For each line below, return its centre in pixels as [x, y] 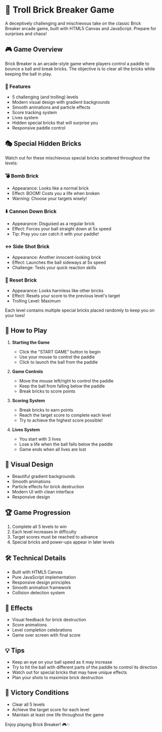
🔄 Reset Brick [21, 280]
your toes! [15, 316]
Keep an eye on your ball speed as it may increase [62, 662]
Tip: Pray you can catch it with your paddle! [55, 234]
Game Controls [28, 371]
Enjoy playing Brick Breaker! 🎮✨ [38, 724]
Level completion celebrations [42, 630]
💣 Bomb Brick [22, 175]
